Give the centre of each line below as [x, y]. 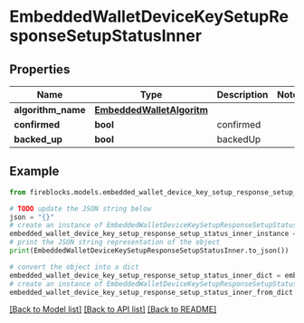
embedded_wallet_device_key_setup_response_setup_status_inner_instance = [153, 234]
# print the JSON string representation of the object [115, 242]
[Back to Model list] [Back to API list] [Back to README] [113, 309]
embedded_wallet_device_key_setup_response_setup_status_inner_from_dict [152, 292]
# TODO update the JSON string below [81, 209]
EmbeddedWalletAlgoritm [151, 110]
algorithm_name [50, 110]
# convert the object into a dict [75, 267]
